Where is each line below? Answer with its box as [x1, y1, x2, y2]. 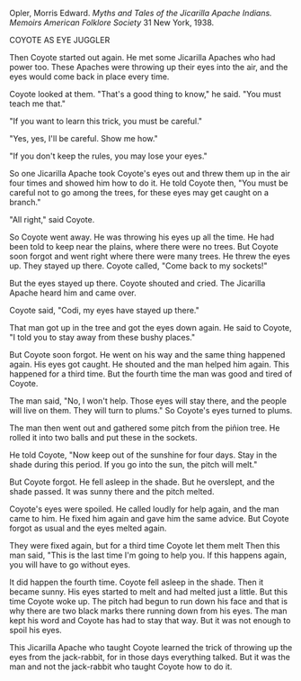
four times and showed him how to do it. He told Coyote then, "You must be [9, 177, 289, 188]
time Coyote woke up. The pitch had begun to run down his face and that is [9, 596, 288, 606]
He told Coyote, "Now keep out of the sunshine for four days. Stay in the [9, 449, 278, 460]
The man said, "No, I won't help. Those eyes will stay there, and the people [9, 395, 288, 406]
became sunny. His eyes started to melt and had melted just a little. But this [9, 586, 288, 597]
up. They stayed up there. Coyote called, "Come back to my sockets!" [9, 260, 268, 271]
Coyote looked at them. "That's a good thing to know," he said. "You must [9, 89, 281, 99]
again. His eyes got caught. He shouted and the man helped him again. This [9, 359, 290, 369]
